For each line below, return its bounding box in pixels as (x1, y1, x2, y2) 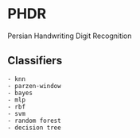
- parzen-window (7, 82, 61, 90)
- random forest (7, 117, 61, 125)
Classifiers (7, 54, 63, 67)
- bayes (7, 89, 33, 97)
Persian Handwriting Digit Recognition (7, 31, 132, 40)
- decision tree (7, 124, 61, 132)
